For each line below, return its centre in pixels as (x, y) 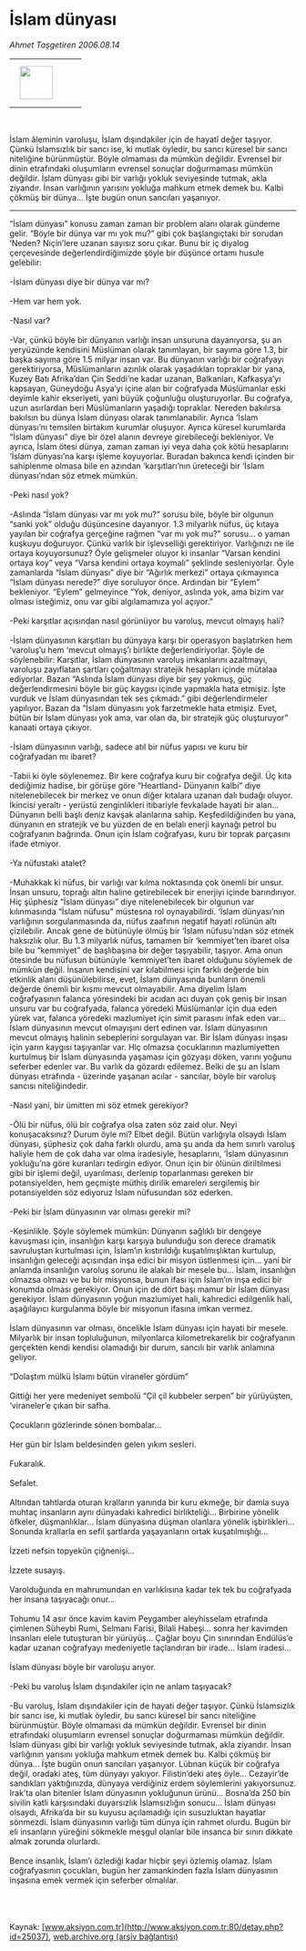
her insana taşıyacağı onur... (62, 1599)
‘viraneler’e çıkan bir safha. (60, 1405)
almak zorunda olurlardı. (55, 1841)
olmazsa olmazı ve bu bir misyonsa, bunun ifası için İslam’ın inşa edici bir (146, 1279)
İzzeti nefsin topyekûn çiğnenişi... (72, 1551)
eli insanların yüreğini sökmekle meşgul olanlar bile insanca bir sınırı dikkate (151, 1832)
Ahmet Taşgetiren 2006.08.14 (65, 45)
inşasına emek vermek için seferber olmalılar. (94, 1880)
